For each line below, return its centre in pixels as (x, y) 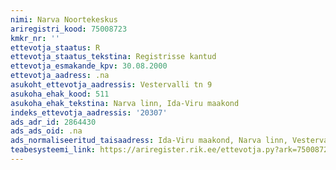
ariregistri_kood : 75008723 (69, 29)
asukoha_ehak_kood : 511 (60, 94)
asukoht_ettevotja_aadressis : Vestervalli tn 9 (111, 85)
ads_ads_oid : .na (46, 131)
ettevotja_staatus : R (55, 47)
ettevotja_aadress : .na (60, 76)
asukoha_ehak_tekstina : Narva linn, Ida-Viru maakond (125, 103)
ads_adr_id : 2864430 (53, 122)
